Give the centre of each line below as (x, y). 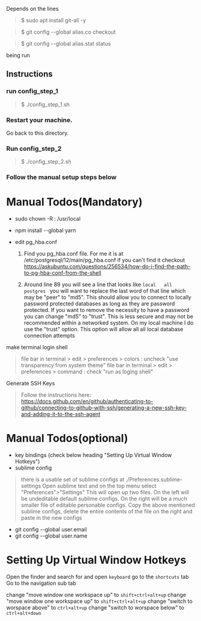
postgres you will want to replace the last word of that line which (105, 291)
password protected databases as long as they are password (99, 304)
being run (18, 55)
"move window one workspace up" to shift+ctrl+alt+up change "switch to (100, 601)
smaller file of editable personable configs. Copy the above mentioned (108, 505)
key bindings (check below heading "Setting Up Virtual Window (93, 455)
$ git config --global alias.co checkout (68, 32)
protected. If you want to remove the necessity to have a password (106, 310)
